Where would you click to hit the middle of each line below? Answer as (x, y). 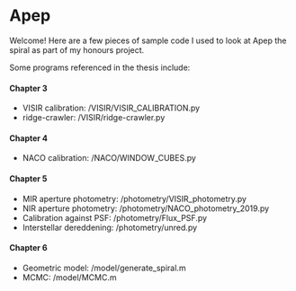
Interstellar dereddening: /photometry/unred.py (110, 227)
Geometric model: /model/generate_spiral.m (104, 268)
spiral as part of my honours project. (77, 49)
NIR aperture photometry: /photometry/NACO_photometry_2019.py (146, 208)
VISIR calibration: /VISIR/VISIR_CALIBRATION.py (111, 108)
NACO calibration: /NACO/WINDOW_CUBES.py (109, 158)
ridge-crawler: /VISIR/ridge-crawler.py (94, 118)
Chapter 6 (28, 248)
